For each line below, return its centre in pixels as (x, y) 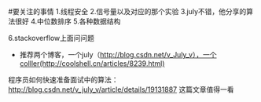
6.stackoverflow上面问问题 (51, 38)
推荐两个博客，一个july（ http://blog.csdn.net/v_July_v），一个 (118, 55)
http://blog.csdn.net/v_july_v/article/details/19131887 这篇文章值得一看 (121, 89)
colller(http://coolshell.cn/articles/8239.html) (92, 64)
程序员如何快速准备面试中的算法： (63, 80)
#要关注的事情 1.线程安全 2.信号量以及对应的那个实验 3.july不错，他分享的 (127, 11)
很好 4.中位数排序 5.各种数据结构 (68, 21)
